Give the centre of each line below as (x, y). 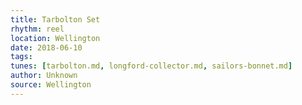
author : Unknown (44, 76)
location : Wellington (55, 38)
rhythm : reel (37, 29)
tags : (21, 57)
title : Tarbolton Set (55, 19)
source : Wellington (51, 85)
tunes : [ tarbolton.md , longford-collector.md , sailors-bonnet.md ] (151, 66)
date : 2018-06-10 (46, 47)
